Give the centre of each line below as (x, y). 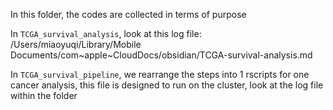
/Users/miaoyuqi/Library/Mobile (76, 44)
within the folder (44, 95)
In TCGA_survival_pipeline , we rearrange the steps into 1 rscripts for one (160, 74)
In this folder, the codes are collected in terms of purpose (128, 14)
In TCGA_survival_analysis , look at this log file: (106, 33)
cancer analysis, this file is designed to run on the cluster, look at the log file (167, 85)
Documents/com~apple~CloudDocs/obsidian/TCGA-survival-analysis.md (161, 55)
